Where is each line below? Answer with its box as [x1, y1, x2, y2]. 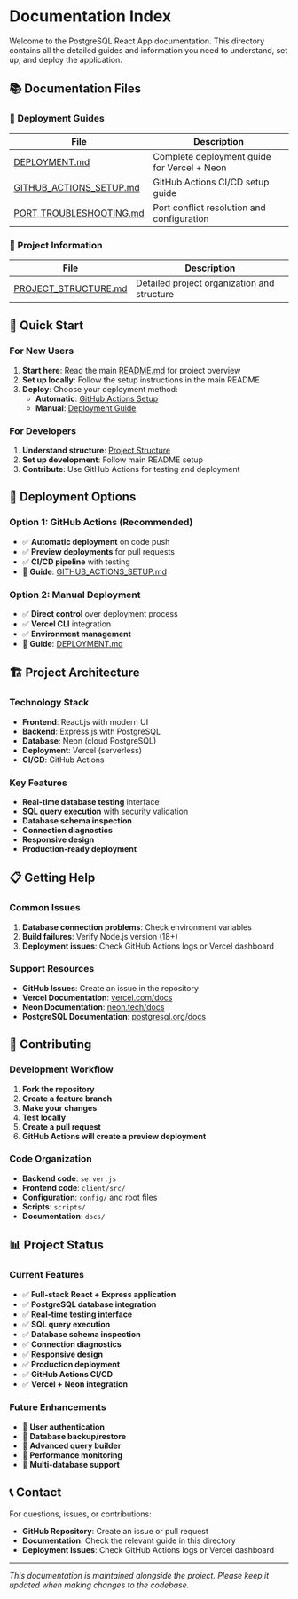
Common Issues [9, 902, 82, 914]
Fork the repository [21, 1083, 95, 1094]
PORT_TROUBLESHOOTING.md [13, 207, 145, 219]
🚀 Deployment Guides [9, 113, 105, 125]
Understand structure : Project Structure [21, 445, 171, 455]
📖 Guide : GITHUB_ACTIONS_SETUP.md [21, 566, 167, 577]
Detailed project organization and [136, 277, 275, 289]
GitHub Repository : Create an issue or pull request [21, 1525, 208, 1536]
